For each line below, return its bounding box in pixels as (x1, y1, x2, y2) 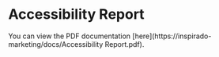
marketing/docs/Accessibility (8, 39, 104, 48)
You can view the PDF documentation (8, 31, 131, 41)
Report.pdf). (104, 39, 145, 48)
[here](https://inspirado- (132, 31, 212, 41)
